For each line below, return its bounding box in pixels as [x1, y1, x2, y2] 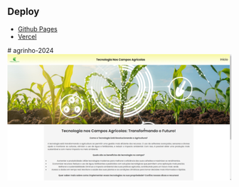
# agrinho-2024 [7, 46, 54, 54]
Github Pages [17, 24, 58, 33]
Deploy [7, 6, 40, 18]
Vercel [17, 32, 37, 41]
